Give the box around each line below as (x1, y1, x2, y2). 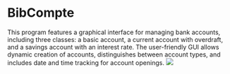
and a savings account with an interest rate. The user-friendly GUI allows (7, 43, 219, 51)
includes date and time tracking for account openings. (7, 58, 164, 67)
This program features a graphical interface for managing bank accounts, (7, 28, 221, 36)
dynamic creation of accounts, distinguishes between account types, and (7, 50, 221, 59)
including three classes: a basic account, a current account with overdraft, (7, 35, 224, 43)
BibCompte (7, 5, 75, 21)
